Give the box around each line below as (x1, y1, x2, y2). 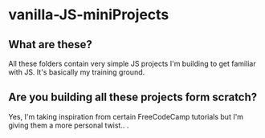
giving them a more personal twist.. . (8, 120, 129, 130)
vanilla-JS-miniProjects (8, 6, 169, 24)
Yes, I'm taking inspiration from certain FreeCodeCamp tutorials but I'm (8, 112, 243, 121)
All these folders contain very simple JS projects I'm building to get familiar (8, 59, 256, 68)
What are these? (8, 38, 92, 51)
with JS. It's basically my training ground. (8, 67, 145, 77)
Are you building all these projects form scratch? (8, 91, 258, 104)
